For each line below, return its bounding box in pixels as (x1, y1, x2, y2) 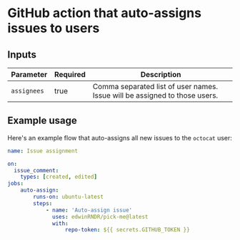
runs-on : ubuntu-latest (33, 194, 104, 201)
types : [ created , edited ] (20, 173, 98, 181)
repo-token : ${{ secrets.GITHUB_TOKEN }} (64, 226, 191, 234)
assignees (11, 87, 44, 95)
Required (54, 70, 86, 79)
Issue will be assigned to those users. (92, 90, 219, 100)
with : (52, 219, 69, 227)
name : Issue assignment (7, 147, 79, 155)
